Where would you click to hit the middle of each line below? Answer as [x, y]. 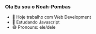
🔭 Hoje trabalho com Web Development [51, 17]
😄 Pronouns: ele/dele [34, 27]
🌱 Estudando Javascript [36, 22]
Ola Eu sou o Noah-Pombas [38, 7]
